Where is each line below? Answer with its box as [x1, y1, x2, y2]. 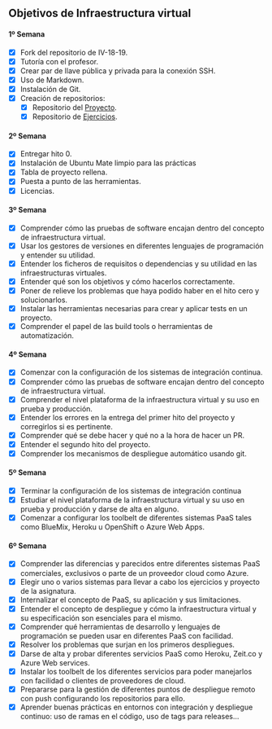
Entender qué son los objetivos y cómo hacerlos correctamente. [19, 277, 235, 286]
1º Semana [8, 29, 45, 39]
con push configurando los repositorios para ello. [19, 694, 185, 704]
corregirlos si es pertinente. [19, 421, 114, 431]
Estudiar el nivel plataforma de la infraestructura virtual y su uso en [19, 495, 245, 505]
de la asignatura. [19, 586, 77, 595]
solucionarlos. [19, 295, 67, 305]
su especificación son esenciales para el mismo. [19, 613, 183, 622]
